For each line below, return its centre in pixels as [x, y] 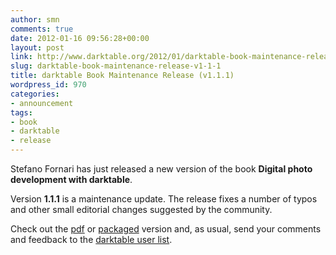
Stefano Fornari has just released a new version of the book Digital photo [161, 169]
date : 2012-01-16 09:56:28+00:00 [80, 38]
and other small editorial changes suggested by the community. [141, 209]
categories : [35, 94]
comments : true [42, 29]
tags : [21, 112]
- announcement [42, 103]
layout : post [37, 47]
